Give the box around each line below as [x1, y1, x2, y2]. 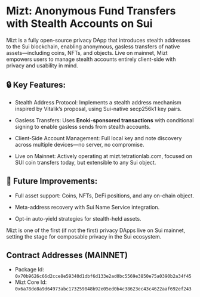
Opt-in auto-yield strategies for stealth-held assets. [14, 215, 141, 222]
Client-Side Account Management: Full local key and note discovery [14, 134, 182, 141]
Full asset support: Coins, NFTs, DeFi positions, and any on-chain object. [14, 192, 194, 199]
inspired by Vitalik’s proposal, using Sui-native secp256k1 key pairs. [14, 105, 182, 112]
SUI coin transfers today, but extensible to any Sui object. [14, 159, 156, 166]
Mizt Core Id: [14, 279, 47, 286]
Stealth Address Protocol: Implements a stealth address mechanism [14, 98, 182, 106]
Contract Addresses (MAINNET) [6, 250, 128, 260]
